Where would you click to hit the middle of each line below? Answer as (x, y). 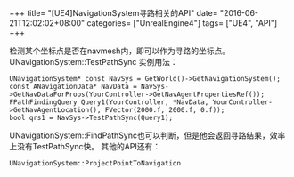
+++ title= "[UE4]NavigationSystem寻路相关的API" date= (114, 13)
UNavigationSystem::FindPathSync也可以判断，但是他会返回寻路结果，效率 (147, 135)
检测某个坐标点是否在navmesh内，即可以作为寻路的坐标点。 (119, 51)
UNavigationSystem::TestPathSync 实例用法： (94, 62)
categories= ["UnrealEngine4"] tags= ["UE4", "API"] (182, 23)
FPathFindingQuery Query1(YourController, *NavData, (109, 102)
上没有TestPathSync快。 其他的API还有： (85, 146)
